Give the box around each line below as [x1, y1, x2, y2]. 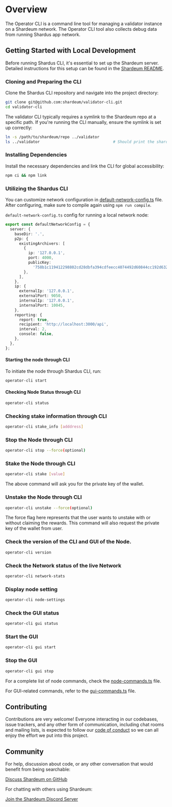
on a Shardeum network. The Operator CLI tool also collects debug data [5, 26, 157, 32]
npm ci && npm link [5, 173, 47, 178]
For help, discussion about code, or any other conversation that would [5, 761, 154, 767]
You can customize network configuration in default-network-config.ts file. [5, 197, 163, 203]
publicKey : [28, 260, 52, 265]
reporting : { [14, 312, 42, 317]
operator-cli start [5, 378, 47, 383]
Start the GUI [5, 633, 38, 641]
